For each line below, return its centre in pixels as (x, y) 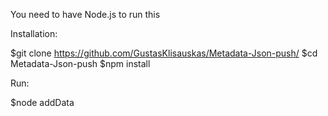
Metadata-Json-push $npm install (80, 63)
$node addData (42, 102)
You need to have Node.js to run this (85, 14)
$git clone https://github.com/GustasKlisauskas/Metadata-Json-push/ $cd (164, 53)
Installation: (34, 33)
